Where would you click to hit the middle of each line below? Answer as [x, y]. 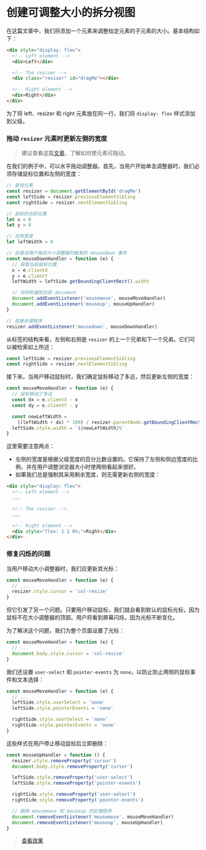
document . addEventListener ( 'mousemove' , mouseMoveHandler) [89, 299]
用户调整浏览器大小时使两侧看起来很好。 [88, 467]
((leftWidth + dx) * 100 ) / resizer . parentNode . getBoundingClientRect [109, 422]
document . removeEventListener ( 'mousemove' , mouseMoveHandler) [93, 817]
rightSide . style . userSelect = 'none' [60, 720]
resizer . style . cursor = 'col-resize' [60, 592]
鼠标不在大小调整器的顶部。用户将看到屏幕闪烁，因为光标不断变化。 [92, 618]
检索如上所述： [36, 347]
